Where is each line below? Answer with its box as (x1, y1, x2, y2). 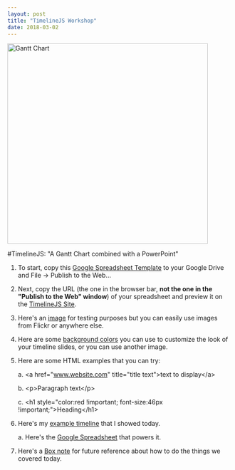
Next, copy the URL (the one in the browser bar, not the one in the (17, 285, 212, 293)
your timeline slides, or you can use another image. (17, 343, 168, 351)
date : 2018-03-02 (7, 23, 59, 31)
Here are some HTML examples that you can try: (17, 357, 161, 365)
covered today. (17, 454, 62, 463)
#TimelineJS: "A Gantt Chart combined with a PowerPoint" (7, 250, 179, 258)
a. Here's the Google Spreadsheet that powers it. (17, 433, 162, 442)
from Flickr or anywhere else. (17, 321, 105, 330)
